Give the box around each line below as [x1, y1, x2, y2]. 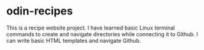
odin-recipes [6, 4, 73, 18]
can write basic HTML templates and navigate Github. [6, 37, 141, 44]
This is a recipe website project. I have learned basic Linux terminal [6, 24, 175, 31]
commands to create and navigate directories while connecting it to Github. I [6, 30, 199, 37]
